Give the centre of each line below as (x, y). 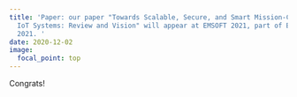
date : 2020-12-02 (41, 42)
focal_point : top (49, 58)
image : (21, 50)
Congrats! (27, 83)
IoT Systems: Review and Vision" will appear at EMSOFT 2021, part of (150, 26)
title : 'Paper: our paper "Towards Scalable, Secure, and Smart (130, 17)
